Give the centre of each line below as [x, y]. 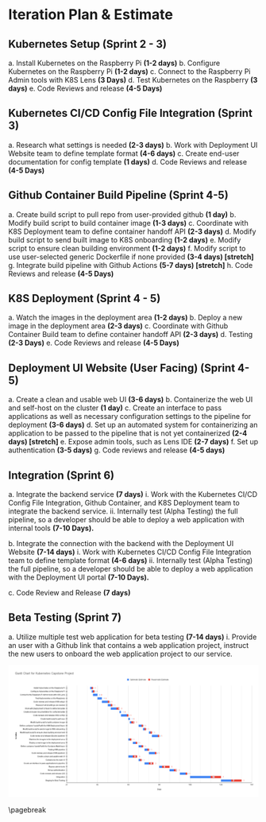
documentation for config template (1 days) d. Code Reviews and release [128, 161]
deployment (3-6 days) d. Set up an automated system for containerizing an [133, 425]
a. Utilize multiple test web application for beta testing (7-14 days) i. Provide [133, 637]
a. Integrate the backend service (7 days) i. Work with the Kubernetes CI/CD [133, 494]
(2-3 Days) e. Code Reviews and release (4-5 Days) [94, 343]
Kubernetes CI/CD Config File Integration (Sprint [130, 113]
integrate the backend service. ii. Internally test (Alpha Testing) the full [123, 511]
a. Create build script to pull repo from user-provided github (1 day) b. [122, 214]
